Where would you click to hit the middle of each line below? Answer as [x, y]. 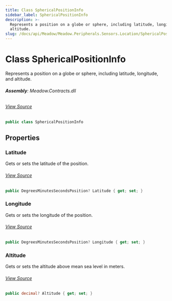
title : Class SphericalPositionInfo [44, 10]
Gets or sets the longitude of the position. [49, 215]
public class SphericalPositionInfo [44, 122]
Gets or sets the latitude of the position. [47, 164]
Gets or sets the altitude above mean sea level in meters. [65, 267]
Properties [23, 138]
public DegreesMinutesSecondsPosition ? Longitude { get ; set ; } [75, 242]
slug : [11, 34]
